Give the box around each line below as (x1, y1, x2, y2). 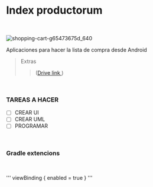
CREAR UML (14, 116, 45, 123)
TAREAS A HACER (6, 96, 59, 104)
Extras (20, 58, 37, 65)
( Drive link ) (35, 69, 64, 76)
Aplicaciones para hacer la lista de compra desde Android (6, 46, 148, 53)
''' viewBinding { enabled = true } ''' (6, 174, 93, 181)
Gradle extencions (6, 149, 60, 157)
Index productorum (6, 4, 103, 17)
